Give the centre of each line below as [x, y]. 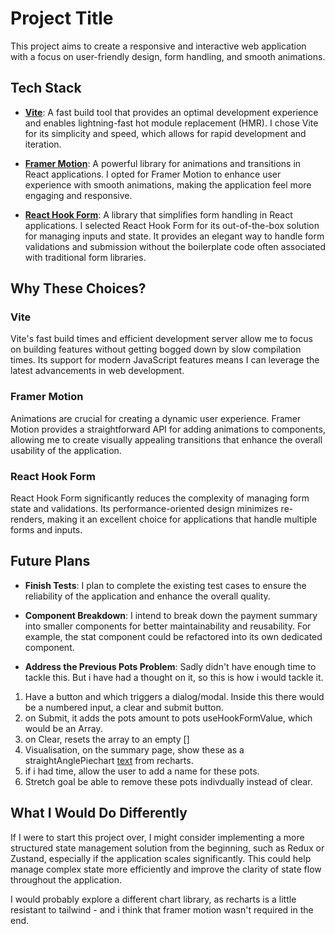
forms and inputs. [46, 530]
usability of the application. [66, 450]
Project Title [62, 18]
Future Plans [50, 561]
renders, [27, 519]
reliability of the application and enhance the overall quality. [147, 596]
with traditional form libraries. [85, 257]
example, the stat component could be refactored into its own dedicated [173, 636]
